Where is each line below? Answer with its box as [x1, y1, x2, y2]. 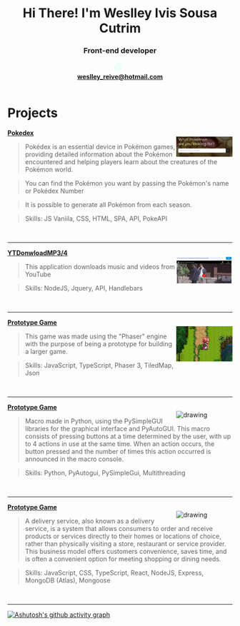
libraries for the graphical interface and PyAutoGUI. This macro [24, 424, 211, 433]
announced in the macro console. [24, 455, 124, 463]
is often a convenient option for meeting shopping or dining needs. [24, 555, 221, 563]
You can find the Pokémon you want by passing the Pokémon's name [24, 178, 229, 187]
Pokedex [7, 128, 34, 137]
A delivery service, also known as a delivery [24, 516, 155, 525]
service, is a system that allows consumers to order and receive [24, 524, 213, 532]
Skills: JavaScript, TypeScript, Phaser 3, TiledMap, [24, 360, 174, 369]
